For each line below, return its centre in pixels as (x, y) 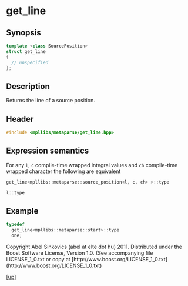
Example (22, 211)
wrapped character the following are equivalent (63, 171)
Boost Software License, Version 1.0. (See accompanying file (80, 253)
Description (28, 86)
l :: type (16, 192)
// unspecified (30, 62)
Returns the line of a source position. (51, 101)
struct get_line (26, 51)
